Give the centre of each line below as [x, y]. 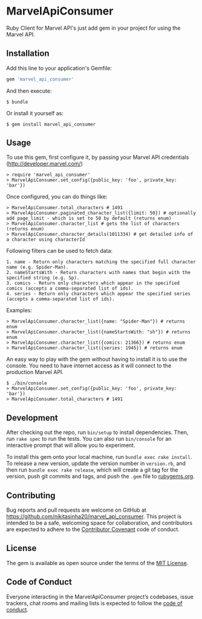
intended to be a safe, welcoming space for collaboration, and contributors [99, 523]
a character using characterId [46, 240]
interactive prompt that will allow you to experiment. [71, 445]
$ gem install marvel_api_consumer [51, 124]
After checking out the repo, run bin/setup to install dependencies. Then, [97, 432]
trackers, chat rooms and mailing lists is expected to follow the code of [94, 603]
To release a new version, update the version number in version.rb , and [96, 463]
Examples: [19, 310]
